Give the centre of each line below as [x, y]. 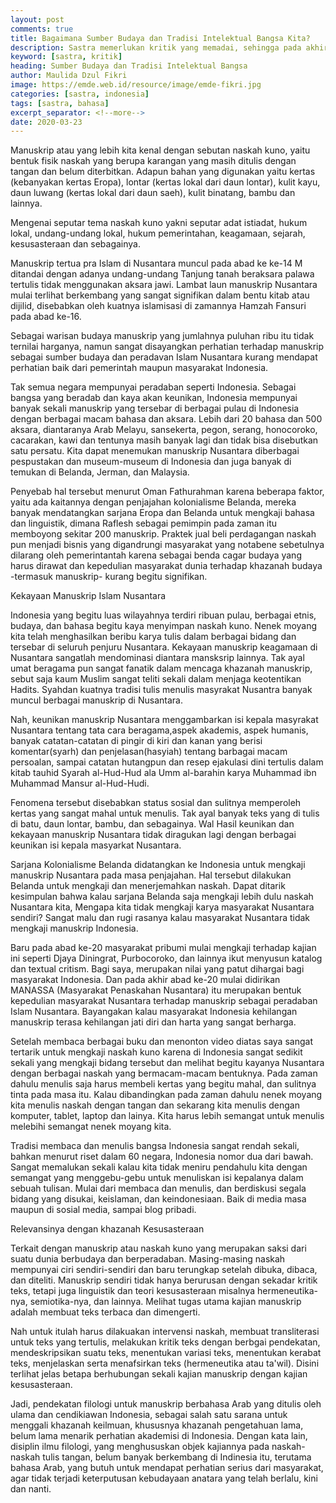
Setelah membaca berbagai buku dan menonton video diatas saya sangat [161, 1042]
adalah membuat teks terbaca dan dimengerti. [105, 1312]
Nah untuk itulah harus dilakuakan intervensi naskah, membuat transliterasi [165, 1332]
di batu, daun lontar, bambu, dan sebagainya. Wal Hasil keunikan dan [152, 824]
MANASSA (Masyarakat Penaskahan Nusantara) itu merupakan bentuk [156, 990]
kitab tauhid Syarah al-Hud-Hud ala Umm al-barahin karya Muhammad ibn [163, 773]
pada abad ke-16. [46, 317]
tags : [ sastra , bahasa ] [60, 103]
